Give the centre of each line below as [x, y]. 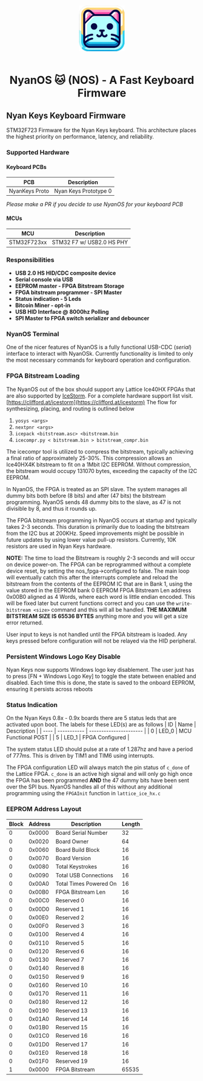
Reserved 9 [70, 976]
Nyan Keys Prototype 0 [83, 191]
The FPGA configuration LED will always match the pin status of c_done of [98, 767]
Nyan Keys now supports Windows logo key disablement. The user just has [100, 670]
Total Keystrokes [76, 867]
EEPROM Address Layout [44, 809]
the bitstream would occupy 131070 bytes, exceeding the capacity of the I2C [102, 471]
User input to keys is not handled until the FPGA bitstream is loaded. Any [97, 634]
